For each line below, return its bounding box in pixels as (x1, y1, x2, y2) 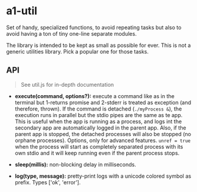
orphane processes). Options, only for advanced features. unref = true (14, 137, 191, 144)
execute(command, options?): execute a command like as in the (14, 92, 174, 99)
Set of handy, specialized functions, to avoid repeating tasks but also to (6, 24, 182, 31)
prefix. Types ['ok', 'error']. (14, 178, 81, 185)
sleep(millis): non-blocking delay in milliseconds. (14, 160, 136, 168)
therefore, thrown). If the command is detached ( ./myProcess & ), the (14, 105, 182, 112)
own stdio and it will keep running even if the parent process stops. (14, 149, 180, 156)
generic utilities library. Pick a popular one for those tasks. (6, 48, 149, 55)
